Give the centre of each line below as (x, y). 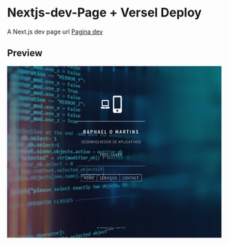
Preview (25, 53)
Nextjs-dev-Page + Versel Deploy (105, 13)
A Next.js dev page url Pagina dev (55, 32)
